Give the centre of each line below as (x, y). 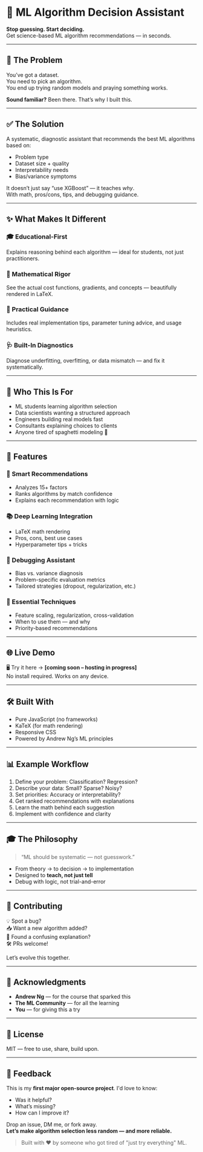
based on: (19, 145)
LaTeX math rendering (43, 532)
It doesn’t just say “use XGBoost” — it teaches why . (70, 188)
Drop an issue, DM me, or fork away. (52, 1125)
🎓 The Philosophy (42, 839)
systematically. (25, 367)
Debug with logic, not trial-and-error (60, 881)
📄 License (25, 1034)
